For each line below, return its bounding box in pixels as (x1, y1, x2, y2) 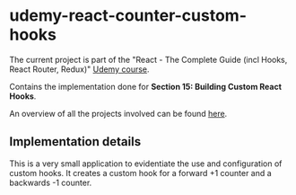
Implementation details (9, 134, 142, 149)
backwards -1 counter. (9, 177, 92, 188)
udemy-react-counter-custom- (9, 5, 248, 26)
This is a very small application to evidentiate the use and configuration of (9, 158, 283, 169)
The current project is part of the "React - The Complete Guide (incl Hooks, (9, 54, 288, 65)
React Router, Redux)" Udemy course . (9, 64, 150, 75)
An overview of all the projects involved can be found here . (9, 108, 228, 119)
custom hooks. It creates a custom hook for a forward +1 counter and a (9, 167, 272, 178)
